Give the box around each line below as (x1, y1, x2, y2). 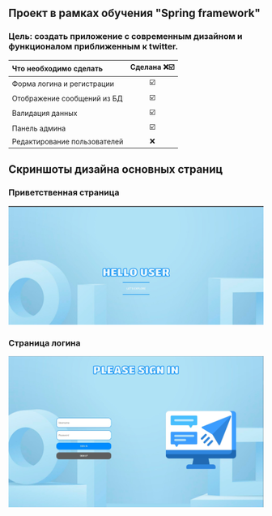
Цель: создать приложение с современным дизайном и (8, 31, 243, 42)
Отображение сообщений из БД (11, 93, 123, 104)
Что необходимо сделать (11, 63, 104, 73)
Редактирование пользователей (11, 136, 124, 146)
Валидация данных (11, 109, 78, 118)
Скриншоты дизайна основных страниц (8, 162, 223, 177)
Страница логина (8, 337, 81, 348)
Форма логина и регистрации (11, 79, 115, 88)
